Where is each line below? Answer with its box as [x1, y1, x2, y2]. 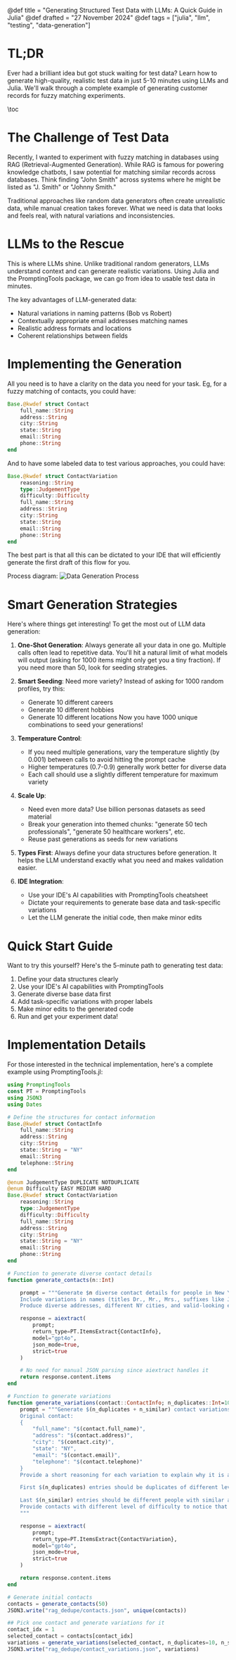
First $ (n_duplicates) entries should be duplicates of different [20, 1484, 218, 1491]
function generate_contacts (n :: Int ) [7, 1276, 114, 1283]
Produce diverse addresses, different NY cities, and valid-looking [20, 1302, 225, 1309]
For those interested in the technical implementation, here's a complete [7, 1060, 214, 1069]
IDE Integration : [17, 877, 65, 886]
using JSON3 [7, 1094, 42, 1101]
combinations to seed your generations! [27, 721, 144, 729]
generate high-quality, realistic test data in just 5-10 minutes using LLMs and [7, 76, 228, 84]
